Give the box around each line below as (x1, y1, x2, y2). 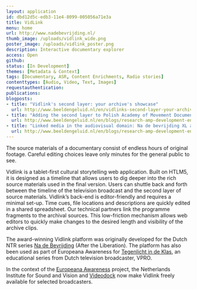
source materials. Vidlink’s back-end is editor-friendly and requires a (6, 193, 172, 200)
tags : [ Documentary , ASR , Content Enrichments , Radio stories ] (6, 74, 164, 80)
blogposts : (6, 95, 33, 101)
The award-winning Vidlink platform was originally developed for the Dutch (6, 236, 188, 243)
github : (6, 57, 25, 63)
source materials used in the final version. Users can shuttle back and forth (6, 180, 188, 187)
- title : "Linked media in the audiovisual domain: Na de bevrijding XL (6, 123, 188, 129)
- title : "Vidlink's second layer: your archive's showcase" (6, 101, 159, 107)
